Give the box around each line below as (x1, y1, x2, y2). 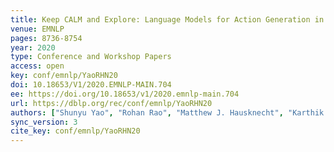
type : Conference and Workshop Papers (10, 52, 172, 62)
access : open (10, 61, 65, 71)
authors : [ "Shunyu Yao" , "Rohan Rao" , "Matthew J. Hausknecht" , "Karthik (10, 107, 325, 118)
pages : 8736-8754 (10, 33, 83, 43)
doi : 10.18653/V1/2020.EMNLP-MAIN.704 (10, 80, 172, 90)
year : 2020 (10, 42, 56, 53)
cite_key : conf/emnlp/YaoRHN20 (10, 126, 141, 136)
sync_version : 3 (10, 117, 78, 127)
